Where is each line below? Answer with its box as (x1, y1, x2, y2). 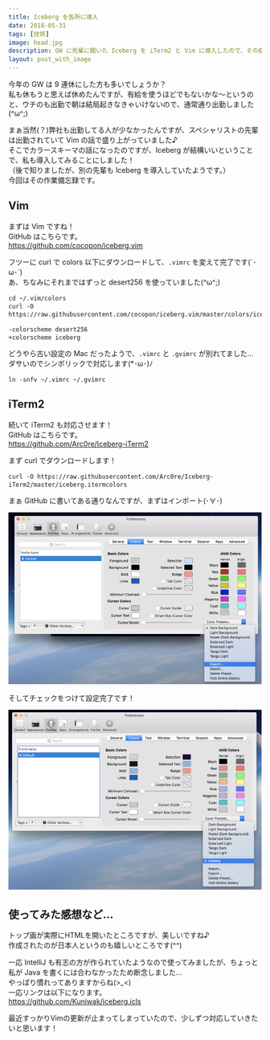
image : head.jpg (8, 39, 63, 47)
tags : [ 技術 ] (8, 30, 50, 38)
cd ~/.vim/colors (8, 294, 67, 302)
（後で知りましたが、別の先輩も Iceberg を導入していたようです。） (8, 166, 231, 174)
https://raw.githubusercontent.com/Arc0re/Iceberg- (37, 473, 215, 481)
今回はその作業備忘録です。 (8, 175, 100, 185)
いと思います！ (8, 1023, 58, 1033)
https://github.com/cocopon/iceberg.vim (8, 240, 143, 250)
